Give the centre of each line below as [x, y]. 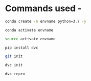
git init [14, 56]
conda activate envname [29, 30]
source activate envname [30, 39]
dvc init [14, 65]
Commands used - [43, 8]
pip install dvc [22, 48]
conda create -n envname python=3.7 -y [46, 21]
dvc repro [15, 74]
